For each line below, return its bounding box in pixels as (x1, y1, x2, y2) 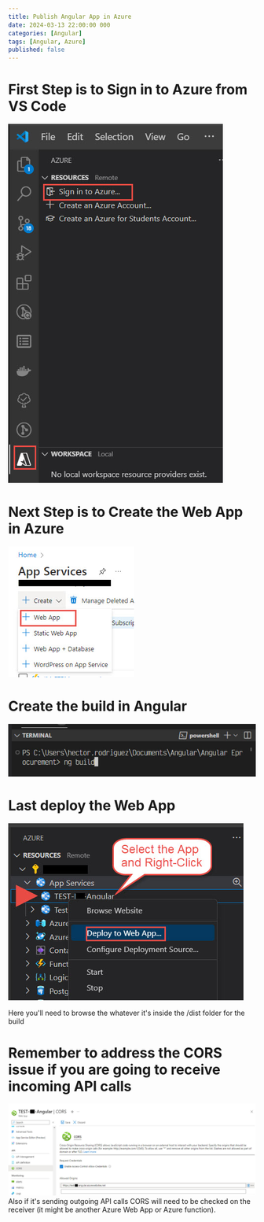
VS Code (8, 98, 67, 116)
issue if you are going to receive (8, 1061, 222, 1078)
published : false (8, 46, 65, 54)
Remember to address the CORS (8, 1043, 222, 1061)
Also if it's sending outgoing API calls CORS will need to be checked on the (8, 1196, 251, 1205)
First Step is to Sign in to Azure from (8, 81, 248, 98)
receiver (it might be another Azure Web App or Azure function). (8, 1205, 216, 1214)
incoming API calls (8, 1077, 132, 1095)
